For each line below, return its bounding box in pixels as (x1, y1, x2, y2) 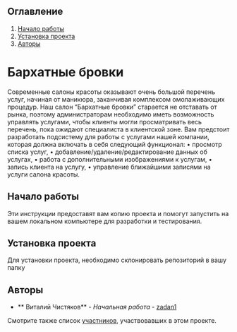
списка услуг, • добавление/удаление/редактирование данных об (7, 148, 208, 156)
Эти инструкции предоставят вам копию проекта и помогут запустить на (7, 209, 229, 218)
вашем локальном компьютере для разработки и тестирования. (7, 217, 202, 225)
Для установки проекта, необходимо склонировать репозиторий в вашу (7, 256, 227, 264)
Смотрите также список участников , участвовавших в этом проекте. (7, 316, 217, 325)
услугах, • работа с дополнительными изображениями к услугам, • (7, 155, 213, 163)
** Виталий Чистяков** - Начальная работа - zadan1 (17, 303, 177, 312)
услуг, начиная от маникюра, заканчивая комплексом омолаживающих (7, 95, 225, 103)
